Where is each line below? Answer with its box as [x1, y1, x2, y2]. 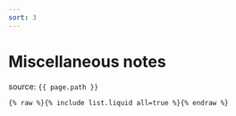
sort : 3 [8, 12, 38, 22]
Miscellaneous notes [8, 51, 166, 71]
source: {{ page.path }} [8, 81, 99, 92]
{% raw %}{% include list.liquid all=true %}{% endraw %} [8, 98, 229, 107]
